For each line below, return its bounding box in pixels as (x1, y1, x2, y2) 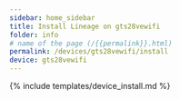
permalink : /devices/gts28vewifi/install (9, 47, 169, 56)
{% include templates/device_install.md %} (9, 81, 171, 91)
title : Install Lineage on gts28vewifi (9, 22, 161, 31)
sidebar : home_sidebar (9, 13, 95, 23)
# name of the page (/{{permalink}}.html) (9, 38, 173, 48)
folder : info (9, 30, 59, 39)
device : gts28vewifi (9, 55, 88, 65)
